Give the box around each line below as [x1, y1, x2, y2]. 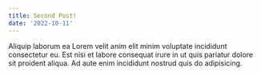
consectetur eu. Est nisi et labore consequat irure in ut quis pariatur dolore [8, 50, 254, 59]
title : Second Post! [8, 11, 78, 20]
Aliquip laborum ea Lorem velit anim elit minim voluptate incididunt [8, 41, 227, 50]
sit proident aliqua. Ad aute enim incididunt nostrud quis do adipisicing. [8, 58, 243, 68]
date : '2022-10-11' [8, 19, 74, 27]
